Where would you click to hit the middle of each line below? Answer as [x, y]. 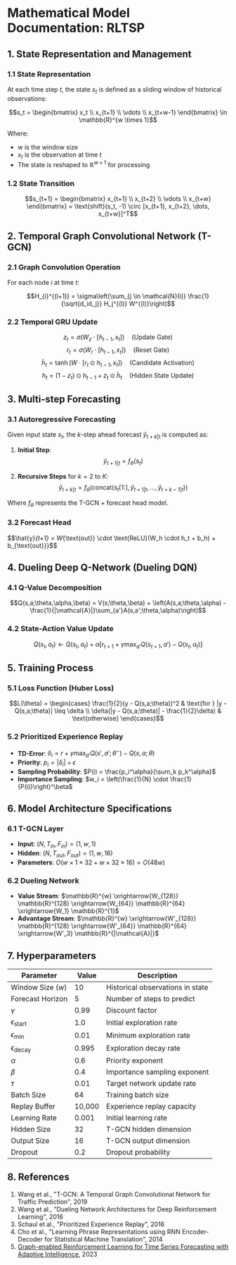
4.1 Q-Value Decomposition [54, 588]
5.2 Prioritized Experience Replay [65, 737]
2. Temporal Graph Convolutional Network [101, 236]
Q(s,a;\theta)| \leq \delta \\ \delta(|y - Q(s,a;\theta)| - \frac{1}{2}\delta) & [118, 711]
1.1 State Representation [49, 74]
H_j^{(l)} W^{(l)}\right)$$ [139, 304]
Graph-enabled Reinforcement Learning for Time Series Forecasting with [123, 1247]
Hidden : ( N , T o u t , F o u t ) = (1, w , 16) [65, 854]
